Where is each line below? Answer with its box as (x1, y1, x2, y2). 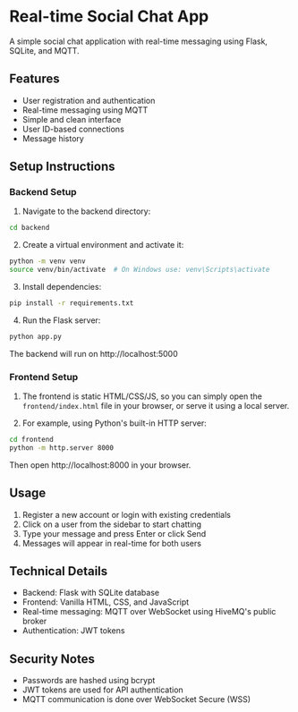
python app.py (9, 332, 63, 341)
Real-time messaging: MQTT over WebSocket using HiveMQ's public (21, 606, 277, 617)
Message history (21, 132, 85, 144)
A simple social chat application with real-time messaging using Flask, (9, 36, 268, 47)
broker (21, 615, 47, 627)
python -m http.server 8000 (9, 443, 115, 453)
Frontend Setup (9, 370, 79, 383)
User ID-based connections (21, 123, 125, 134)
